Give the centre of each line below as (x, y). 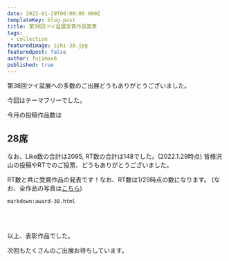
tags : (15, 33)
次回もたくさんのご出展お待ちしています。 (67, 251)
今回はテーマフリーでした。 (47, 100)
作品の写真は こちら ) (54, 188)
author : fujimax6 (32, 59)
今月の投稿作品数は (35, 115)
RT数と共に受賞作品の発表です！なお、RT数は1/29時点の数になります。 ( (111, 180)
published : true (30, 65)
